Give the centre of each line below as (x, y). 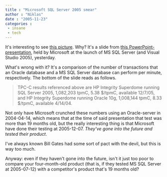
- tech (14, 33)
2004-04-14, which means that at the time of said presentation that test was (83, 118)
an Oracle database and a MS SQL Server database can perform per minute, (83, 72)
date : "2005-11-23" (27, 19)
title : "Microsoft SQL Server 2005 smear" (51, 10)
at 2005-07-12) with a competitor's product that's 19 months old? (72, 169)
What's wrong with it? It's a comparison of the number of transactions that (82, 67)
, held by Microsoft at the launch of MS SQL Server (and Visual (95, 52)
